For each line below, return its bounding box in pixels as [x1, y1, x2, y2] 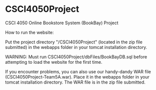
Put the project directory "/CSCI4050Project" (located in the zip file [5, 39, 143, 45]
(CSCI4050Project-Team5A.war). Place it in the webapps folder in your [5, 74, 150, 80]
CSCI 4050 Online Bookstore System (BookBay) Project [5, 20, 119, 26]
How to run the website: [5, 29, 54, 35]
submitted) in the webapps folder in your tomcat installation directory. [5, 44, 148, 50]
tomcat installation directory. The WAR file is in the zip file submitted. [5, 79, 146, 85]
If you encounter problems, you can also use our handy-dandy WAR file [5, 68, 151, 75]
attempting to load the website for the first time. [5, 59, 103, 65]
